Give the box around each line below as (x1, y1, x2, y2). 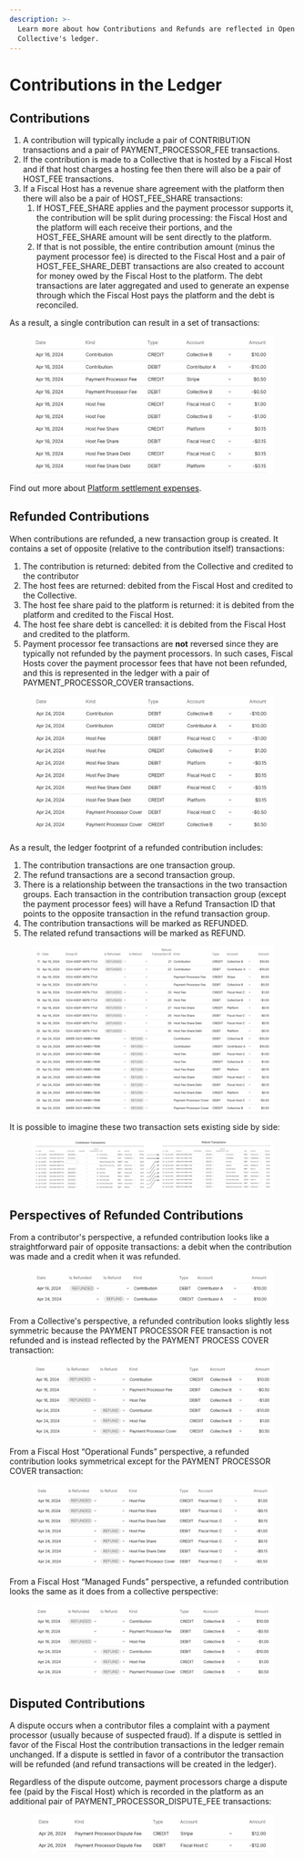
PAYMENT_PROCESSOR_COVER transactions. (22, 676, 195, 688)
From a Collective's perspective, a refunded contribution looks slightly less (9, 1315, 289, 1327)
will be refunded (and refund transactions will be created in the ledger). (9, 1759, 278, 1770)
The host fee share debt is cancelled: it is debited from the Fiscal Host (22, 619, 287, 630)
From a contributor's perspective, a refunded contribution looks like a (9, 1232, 270, 1243)
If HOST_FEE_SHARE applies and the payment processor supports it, (35, 203, 294, 214)
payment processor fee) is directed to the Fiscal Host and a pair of (35, 251, 286, 262)
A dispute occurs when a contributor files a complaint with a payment (9, 1720, 270, 1731)
